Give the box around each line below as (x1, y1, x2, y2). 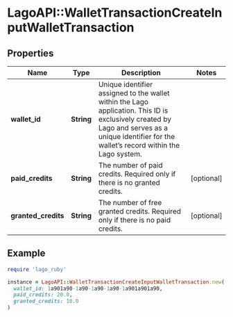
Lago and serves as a (98, 123, 169, 133)
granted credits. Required (98, 206, 182, 216)
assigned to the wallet (98, 88, 170, 98)
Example (7, 247, 46, 259)
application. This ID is (98, 106, 169, 115)
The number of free (98, 198, 162, 207)
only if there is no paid (98, 216, 171, 225)
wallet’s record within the (98, 140, 180, 150)
